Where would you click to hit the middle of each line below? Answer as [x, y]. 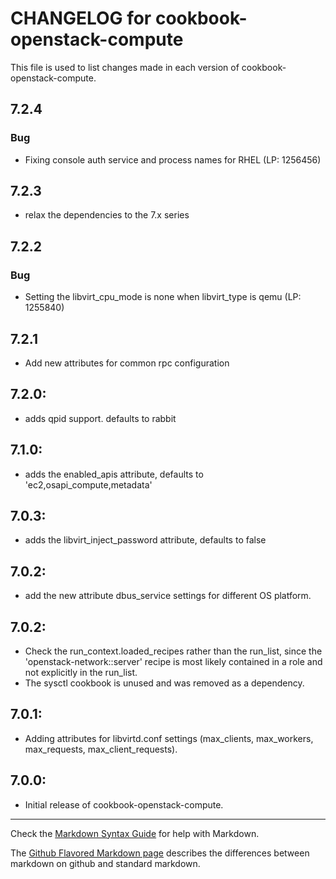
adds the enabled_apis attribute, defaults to [114, 474]
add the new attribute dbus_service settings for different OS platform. [168, 596]
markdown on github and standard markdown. [105, 863]
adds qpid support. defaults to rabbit [100, 418]
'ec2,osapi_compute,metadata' [88, 484]
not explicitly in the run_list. [81, 672]
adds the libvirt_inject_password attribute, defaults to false [145, 540]
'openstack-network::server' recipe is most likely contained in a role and [173, 661]
